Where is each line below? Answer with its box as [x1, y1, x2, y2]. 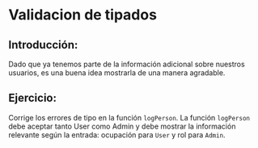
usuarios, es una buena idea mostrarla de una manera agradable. [8, 68, 226, 78]
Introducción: [8, 38, 78, 52]
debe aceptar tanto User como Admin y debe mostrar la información [8, 121, 236, 131]
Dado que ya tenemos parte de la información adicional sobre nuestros [8, 59, 245, 69]
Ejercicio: [8, 91, 57, 105]
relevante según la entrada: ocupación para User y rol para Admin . [8, 129, 226, 139]
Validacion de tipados [8, 6, 158, 24]
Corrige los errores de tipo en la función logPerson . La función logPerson [8, 112, 251, 122]
